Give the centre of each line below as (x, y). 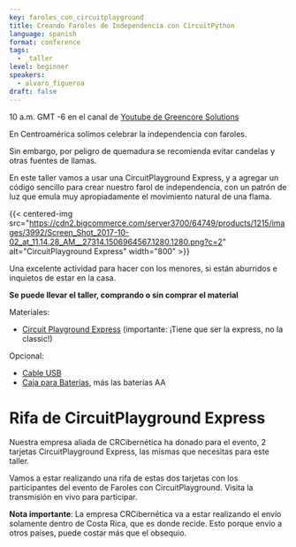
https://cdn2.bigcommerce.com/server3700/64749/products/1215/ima (157, 223)
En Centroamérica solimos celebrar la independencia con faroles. (128, 134)
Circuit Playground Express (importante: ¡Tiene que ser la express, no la (152, 329)
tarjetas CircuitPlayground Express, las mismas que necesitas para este (139, 451)
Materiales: (30, 312)
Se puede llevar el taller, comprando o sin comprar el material (124, 295)
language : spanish (43, 34)
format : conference (45, 42)
